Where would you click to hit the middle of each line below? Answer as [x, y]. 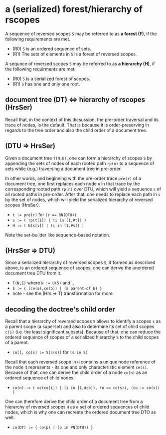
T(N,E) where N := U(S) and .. [43, 283]
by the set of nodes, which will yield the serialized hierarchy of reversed [79, 199]
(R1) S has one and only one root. [46, 84]
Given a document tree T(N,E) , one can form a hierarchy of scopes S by [79, 158]
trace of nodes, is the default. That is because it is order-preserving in [77, 125]
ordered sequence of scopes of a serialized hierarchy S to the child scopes [82, 337]
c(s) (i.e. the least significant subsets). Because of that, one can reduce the [83, 332]
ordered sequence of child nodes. [40, 378]
